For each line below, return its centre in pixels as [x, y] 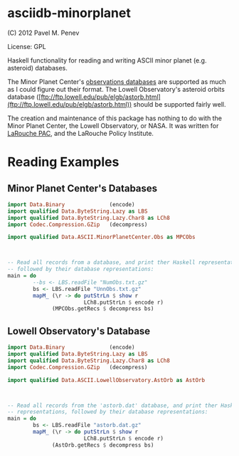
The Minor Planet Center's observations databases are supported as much [117, 81]
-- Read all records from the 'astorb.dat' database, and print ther [113, 405]
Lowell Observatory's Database [79, 331]
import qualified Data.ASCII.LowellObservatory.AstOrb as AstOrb [106, 380]
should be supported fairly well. [180, 104]
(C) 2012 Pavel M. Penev [43, 33]
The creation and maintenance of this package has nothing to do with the [115, 118]
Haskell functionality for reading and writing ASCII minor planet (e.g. [107, 60]
